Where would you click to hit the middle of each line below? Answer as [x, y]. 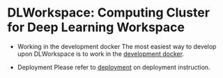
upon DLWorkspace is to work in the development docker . [101, 54]
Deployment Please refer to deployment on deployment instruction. [114, 67]
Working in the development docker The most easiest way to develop [117, 46]
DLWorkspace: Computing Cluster [109, 13]
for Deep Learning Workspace [96, 27]
